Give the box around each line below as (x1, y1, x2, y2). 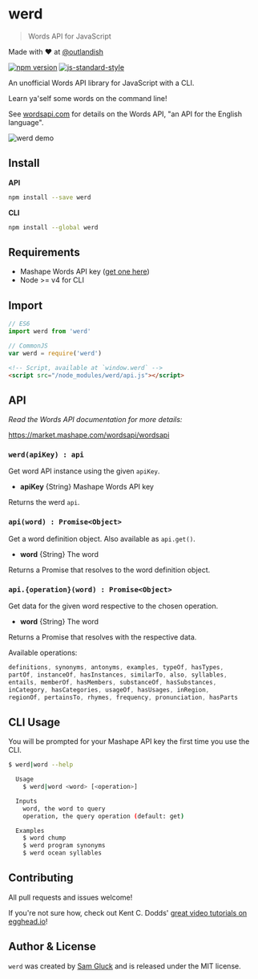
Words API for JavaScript (27, 31, 112, 41)
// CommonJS (8, 342, 48, 350)
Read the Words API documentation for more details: (8, 415, 183, 425)
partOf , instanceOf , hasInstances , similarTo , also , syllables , (8, 671, 228, 679)
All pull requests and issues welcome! (8, 892, 133, 902)
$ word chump (22, 834, 67, 843)
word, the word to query (22, 804, 106, 813)
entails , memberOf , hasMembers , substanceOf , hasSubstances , (8, 678, 217, 686)
